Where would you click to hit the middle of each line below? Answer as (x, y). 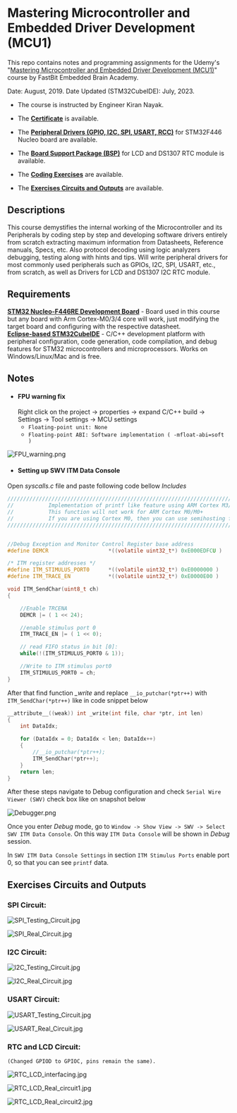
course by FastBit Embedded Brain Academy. (73, 77)
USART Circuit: (34, 1000)
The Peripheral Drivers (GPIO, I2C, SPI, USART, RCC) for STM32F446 (120, 132)
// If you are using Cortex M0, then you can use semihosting (116, 518)
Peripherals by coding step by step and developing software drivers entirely (117, 235)
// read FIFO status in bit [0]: (69, 647)
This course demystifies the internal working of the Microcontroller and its (115, 227)
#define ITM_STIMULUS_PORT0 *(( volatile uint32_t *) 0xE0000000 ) (113, 570)
